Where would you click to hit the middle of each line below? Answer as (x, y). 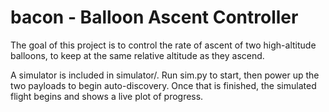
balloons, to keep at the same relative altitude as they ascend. (137, 55)
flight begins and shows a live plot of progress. (107, 96)
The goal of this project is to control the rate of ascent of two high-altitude (163, 45)
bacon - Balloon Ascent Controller (154, 17)
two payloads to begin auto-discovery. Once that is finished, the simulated (163, 85)
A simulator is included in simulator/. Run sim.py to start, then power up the (165, 75)
